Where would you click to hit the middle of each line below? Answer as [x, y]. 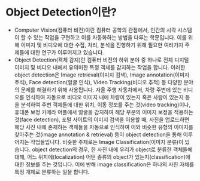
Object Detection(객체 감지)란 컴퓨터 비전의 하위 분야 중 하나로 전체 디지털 [101, 60]
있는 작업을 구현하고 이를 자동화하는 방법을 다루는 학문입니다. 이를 [110, 37]
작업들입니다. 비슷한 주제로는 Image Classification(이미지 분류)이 [107, 142]
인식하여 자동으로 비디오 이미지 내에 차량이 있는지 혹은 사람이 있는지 [104, 97]
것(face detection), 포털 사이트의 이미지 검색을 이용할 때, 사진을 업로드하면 [102, 119]
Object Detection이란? [61, 12]
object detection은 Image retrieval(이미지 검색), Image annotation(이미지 [102, 75]
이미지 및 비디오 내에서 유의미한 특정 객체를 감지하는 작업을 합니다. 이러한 [100, 67]
